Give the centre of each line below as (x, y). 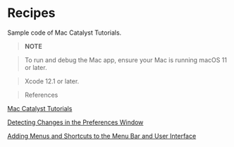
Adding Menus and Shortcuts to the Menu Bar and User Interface (102, 136)
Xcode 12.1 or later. (52, 81)
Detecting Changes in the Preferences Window (75, 122)
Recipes (31, 13)
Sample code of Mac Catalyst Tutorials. (64, 33)
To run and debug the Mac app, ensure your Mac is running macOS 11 (126, 60)
